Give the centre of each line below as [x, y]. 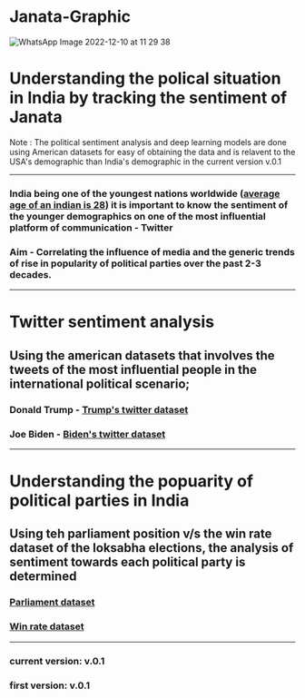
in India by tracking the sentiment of [148, 98]
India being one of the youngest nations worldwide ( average [145, 193]
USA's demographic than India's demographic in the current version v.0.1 [146, 162]
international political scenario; [100, 383]
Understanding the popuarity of [132, 482]
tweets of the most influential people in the [133, 369]
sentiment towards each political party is [128, 562]
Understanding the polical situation [145, 79]
